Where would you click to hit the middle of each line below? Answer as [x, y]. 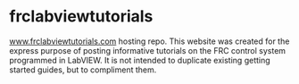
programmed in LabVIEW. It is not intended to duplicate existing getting [140, 60]
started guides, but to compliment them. [83, 70]
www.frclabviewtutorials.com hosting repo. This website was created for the [149, 41]
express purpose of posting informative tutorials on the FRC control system [148, 50]
